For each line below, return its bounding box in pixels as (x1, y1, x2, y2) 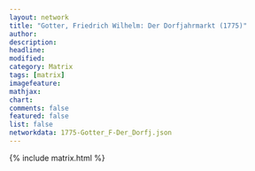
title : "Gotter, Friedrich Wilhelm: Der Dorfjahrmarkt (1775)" (9, 21, 248, 30)
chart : (9, 95, 34, 105)
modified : (9, 54, 46, 63)
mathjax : (9, 87, 42, 96)
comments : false (9, 104, 69, 113)
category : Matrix (9, 63, 73, 72)
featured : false (9, 112, 69, 120)
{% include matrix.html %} (9, 152, 105, 163)
